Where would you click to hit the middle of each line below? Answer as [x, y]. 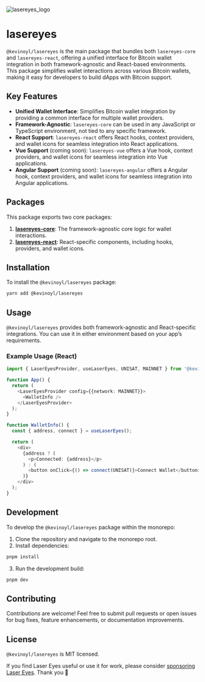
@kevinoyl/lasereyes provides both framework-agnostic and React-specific [101, 327]
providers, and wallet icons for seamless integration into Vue [91, 157]
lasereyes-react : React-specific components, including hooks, [94, 241]
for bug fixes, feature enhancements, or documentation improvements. [95, 620]
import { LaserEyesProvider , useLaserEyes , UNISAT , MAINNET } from [94, 369]
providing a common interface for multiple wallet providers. [90, 118]
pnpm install [23, 557]
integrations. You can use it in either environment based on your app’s [94, 334]
